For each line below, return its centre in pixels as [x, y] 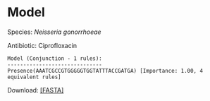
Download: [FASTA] [36, 90]
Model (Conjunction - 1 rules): [55, 58]
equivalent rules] [34, 77]
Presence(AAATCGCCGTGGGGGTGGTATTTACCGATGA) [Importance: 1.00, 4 [105, 71]
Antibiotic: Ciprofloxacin [42, 45]
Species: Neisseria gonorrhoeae [54, 32]
